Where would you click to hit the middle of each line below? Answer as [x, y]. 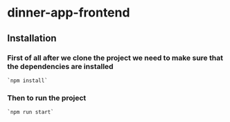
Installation [32, 38]
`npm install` [28, 81]
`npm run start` [30, 112]
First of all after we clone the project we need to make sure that [115, 58]
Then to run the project [47, 98]
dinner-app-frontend [69, 13]
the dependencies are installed [60, 66]
